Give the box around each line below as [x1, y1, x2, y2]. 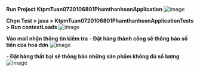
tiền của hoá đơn [6, 42, 49, 48]
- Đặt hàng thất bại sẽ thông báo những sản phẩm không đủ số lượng [6, 53, 180, 60]
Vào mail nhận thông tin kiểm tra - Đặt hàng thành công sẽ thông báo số [6, 35, 188, 42]
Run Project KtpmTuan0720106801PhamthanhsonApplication [6, 6, 162, 12]
